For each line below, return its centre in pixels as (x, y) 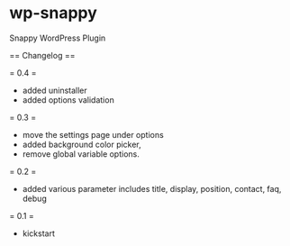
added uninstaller (54, 90)
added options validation (68, 100)
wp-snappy (53, 13)
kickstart (39, 233)
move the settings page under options (93, 134)
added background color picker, (82, 144)
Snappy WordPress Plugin (58, 38)
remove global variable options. (81, 154)
